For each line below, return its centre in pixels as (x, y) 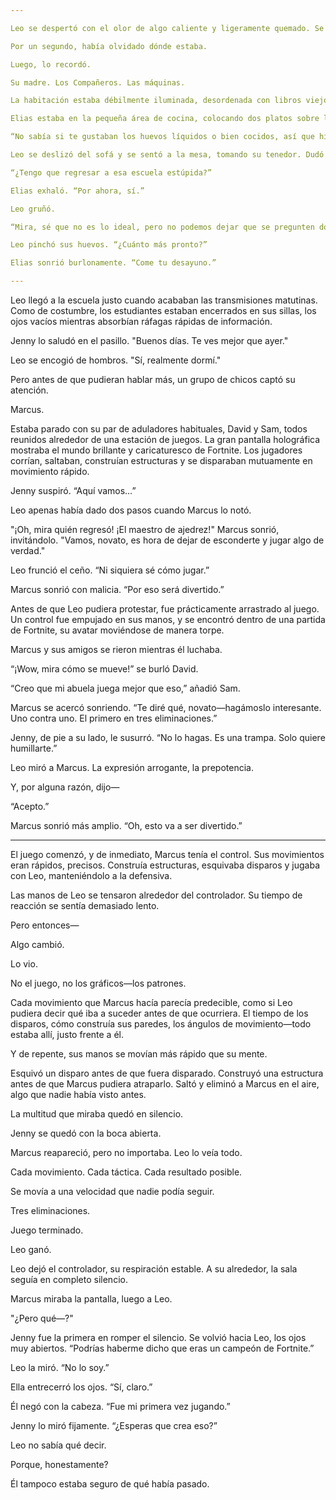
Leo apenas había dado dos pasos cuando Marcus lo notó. (131, 510)
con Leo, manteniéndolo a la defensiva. (91, 875)
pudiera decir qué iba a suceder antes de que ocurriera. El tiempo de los (159, 1013)
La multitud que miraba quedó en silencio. (97, 1114)
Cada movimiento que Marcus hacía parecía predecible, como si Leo (151, 1002)
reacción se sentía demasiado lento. (85, 905)
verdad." (28, 550)
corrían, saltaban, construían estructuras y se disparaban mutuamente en (161, 460)
